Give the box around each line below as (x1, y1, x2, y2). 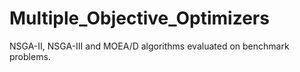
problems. (9, 50, 51, 62)
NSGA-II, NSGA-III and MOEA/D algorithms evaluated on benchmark (9, 40, 290, 52)
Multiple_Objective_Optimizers (9, 7, 270, 30)
